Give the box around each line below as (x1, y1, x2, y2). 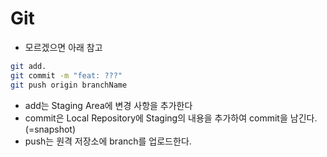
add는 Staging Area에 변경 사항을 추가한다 (24, 99, 193, 111)
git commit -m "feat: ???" (10, 70, 123, 81)
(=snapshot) (24, 123, 77, 135)
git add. (10, 61, 47, 71)
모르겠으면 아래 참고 (24, 41, 103, 53)
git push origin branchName (10, 80, 128, 90)
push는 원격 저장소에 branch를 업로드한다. (24, 135, 192, 147)
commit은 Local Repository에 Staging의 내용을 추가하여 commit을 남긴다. (24, 112, 318, 124)
